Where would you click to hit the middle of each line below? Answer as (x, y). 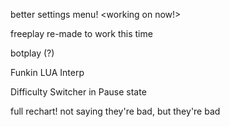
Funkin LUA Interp (47, 72)
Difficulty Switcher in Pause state (78, 92)
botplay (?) (32, 53)
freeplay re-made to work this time (81, 33)
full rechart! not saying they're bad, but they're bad (115, 111)
